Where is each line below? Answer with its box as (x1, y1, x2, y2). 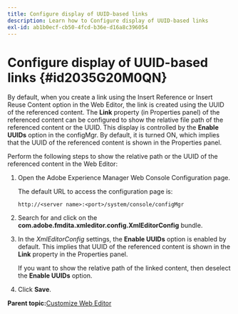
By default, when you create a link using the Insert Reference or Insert (7, 93, 213, 102)
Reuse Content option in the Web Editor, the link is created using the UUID (7, 100, 224, 109)
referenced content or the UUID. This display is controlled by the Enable (7, 123, 219, 132)
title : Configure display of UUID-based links (7, 10, 148, 18)
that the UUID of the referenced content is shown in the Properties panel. (7, 138, 222, 147)
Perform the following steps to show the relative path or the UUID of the (7, 152, 219, 161)
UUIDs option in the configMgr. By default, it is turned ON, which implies (7, 131, 219, 140)
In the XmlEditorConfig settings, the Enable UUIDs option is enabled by (17, 235, 227, 244)
